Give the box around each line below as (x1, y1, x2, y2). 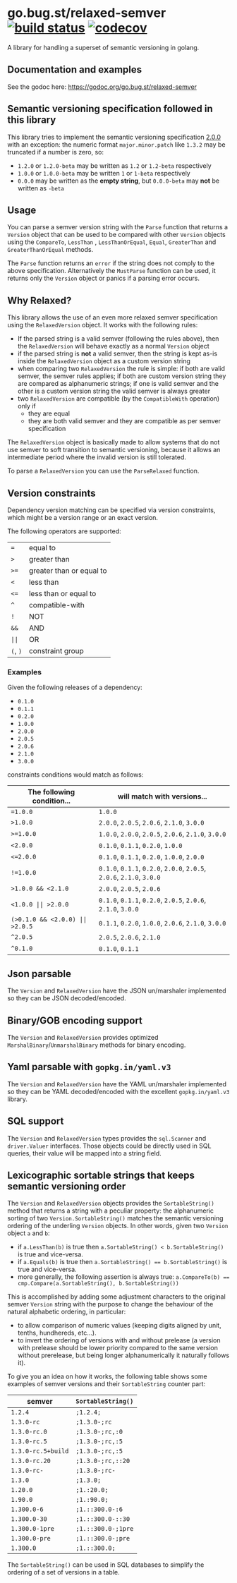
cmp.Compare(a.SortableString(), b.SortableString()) (17, 1280, 179, 1287)
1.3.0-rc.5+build (11, 1448, 69, 1455)
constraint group (28, 646, 85, 655)
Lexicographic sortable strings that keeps (7, 1169, 195, 1181)
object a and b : (7, 1229, 51, 1237)
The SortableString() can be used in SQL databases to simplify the (7, 1560, 205, 1569)
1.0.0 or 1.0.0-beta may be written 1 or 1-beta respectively (17, 169, 190, 177)
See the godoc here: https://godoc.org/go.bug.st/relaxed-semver (7, 83, 197, 91)
